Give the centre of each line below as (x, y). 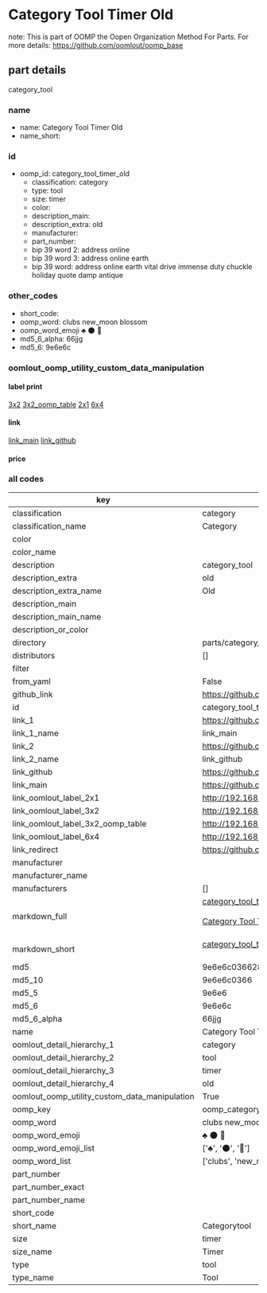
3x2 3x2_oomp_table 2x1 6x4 (56, 404)
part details (37, 70)
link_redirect (35, 850)
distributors (34, 655)
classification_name (49, 525)
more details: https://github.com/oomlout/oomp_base (96, 45)
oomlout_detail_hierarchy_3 (63, 1070)
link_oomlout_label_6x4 (56, 836)
